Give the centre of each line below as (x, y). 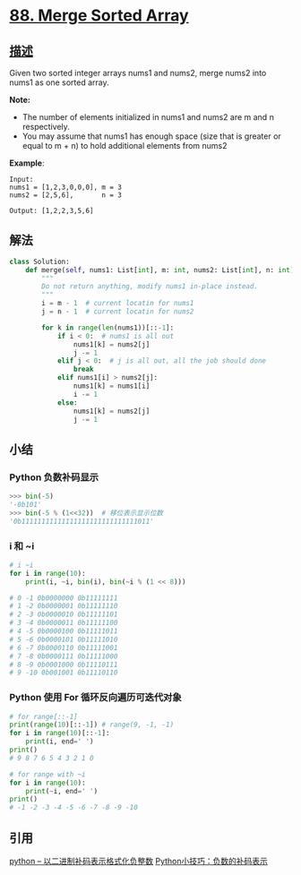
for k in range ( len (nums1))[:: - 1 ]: (108, 328)
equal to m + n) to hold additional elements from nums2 (125, 146)
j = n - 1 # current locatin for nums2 (118, 312)
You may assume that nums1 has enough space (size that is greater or (152, 136)
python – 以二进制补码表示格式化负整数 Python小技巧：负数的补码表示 (139, 862)
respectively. (46, 127)
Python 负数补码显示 (54, 477)
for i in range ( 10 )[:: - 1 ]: (60, 733)
